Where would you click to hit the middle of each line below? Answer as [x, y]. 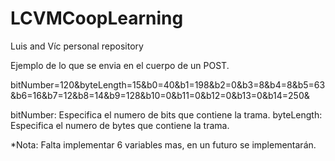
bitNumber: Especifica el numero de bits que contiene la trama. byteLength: [166, 114]
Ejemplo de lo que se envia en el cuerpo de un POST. [120, 65]
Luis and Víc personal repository [77, 46]
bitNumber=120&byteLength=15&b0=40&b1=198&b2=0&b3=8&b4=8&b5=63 [168, 84]
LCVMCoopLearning [97, 18]
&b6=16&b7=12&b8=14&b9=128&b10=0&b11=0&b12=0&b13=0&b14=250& [160, 95]
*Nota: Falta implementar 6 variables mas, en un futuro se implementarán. [163, 144]
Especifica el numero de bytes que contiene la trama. [120, 125]
